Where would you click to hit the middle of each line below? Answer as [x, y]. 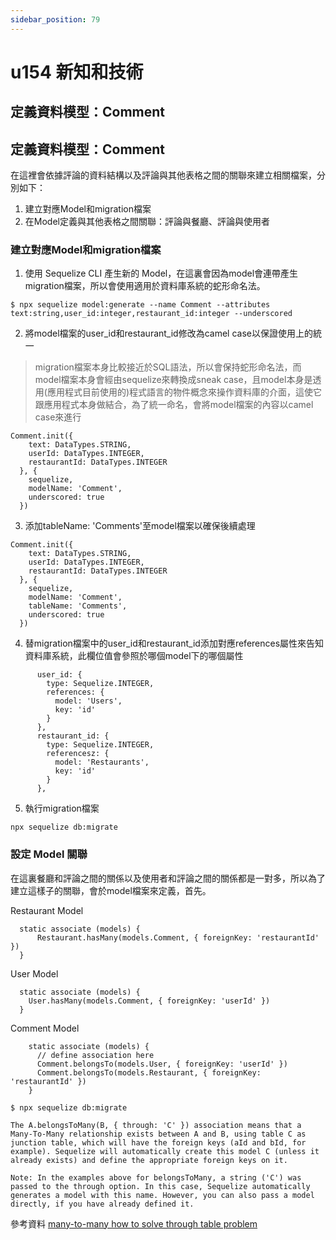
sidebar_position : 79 [55, 19]
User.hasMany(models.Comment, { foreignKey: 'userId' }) [149, 1001]
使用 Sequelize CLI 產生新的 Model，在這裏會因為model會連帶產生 [161, 273]
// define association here [95, 1055]
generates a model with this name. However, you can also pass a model [162, 1195]
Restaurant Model [47, 910]
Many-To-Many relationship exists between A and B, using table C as [158, 1134]
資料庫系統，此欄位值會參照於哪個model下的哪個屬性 [134, 656]
